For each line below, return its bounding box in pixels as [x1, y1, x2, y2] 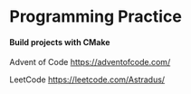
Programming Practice [9, 6, 183, 27]
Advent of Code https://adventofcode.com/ [9, 57, 171, 68]
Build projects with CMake [9, 36, 110, 47]
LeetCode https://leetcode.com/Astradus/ [9, 74, 166, 85]
